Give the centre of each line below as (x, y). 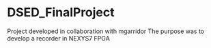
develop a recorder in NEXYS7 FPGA (59, 38)
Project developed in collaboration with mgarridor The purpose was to (106, 31)
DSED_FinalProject (61, 13)
